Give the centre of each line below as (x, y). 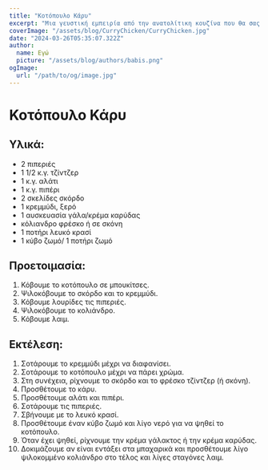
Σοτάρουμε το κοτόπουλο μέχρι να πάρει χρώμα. (102, 372)
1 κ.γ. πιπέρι (40, 189)
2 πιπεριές (38, 164)
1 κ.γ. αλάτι (39, 180)
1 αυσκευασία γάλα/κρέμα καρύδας (80, 215)
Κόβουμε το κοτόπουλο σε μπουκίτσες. (85, 285)
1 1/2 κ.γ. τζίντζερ (50, 172)
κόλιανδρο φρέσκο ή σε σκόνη (72, 223)
